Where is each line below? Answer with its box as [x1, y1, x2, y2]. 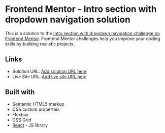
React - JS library [12, 122, 48, 128]
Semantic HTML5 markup [12, 101, 65, 107]
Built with [5, 88, 35, 96]
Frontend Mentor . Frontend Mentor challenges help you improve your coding [5, 36, 161, 42]
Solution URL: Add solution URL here [12, 68, 87, 74]
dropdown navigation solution [5, 14, 131, 25]
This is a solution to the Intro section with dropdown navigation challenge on [5, 30, 160, 36]
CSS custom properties [12, 106, 60, 112]
